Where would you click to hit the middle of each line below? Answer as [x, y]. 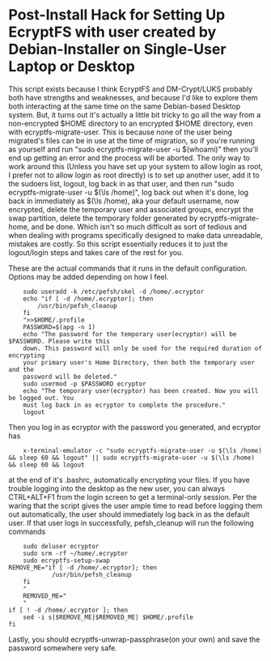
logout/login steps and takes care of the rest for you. [96, 252]
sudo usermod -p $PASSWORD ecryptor [85, 384]
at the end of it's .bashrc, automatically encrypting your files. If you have [129, 480]
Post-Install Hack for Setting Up [117, 15]
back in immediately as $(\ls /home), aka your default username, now [124, 201]
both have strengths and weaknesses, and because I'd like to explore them [133, 97]
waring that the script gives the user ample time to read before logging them [135, 505]
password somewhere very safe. [63, 648]
